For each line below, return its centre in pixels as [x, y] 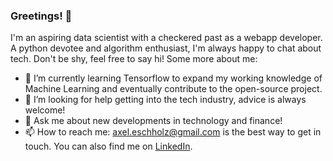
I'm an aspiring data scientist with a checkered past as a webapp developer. [166, 38]
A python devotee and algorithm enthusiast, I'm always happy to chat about [166, 48]
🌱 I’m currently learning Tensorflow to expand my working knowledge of [173, 78]
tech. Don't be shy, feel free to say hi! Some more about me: [134, 59]
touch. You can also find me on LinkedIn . [108, 146]
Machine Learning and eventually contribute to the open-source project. [173, 89]
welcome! [45, 110]
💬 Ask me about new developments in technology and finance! [153, 121]
